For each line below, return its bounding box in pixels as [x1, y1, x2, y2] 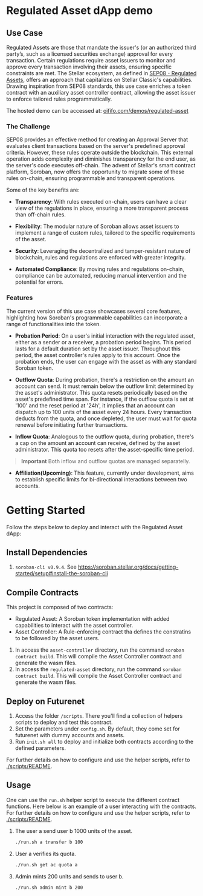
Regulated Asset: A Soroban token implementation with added [14, 615, 170, 623]
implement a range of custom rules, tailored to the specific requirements [14, 229, 195, 236]
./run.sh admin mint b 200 [14, 884, 83, 891]
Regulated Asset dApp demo [6, 4, 153, 18]
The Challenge [6, 122, 50, 130]
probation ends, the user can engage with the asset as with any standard [14, 358, 197, 365]
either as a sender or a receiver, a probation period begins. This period [14, 338, 192, 346]
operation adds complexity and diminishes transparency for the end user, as [6, 155, 196, 162]
